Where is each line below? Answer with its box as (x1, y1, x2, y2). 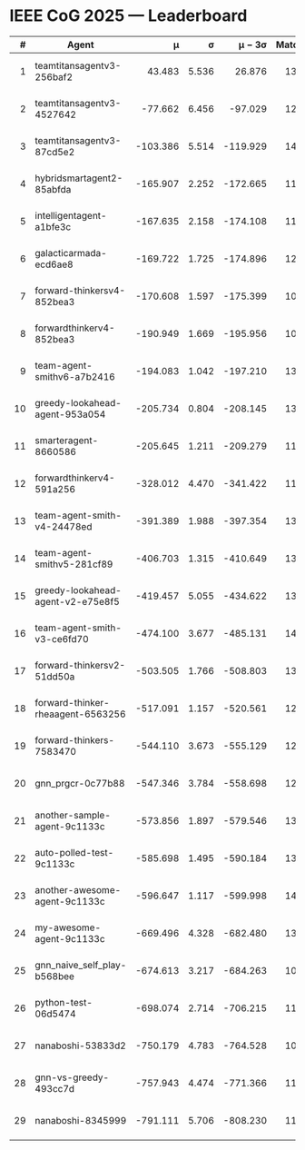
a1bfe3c (34, 220, 72, 233)
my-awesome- (34, 921, 102, 934)
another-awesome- (34, 883, 122, 896)
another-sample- (34, 808, 112, 821)
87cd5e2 (34, 145, 75, 158)
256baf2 (34, 70, 74, 83)
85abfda (34, 183, 72, 195)
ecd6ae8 (34, 258, 74, 271)
